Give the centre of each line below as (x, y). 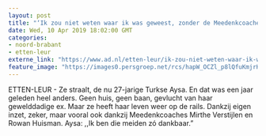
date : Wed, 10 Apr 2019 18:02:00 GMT (70, 30)
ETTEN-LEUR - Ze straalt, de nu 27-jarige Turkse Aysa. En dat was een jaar (131, 89)
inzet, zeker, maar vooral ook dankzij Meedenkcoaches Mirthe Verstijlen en (131, 115)
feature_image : (33, 67)
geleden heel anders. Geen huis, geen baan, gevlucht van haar (110, 98)
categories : (28, 38)
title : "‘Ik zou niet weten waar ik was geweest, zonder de (110, 23)
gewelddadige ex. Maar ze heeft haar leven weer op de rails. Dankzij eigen (130, 106)
